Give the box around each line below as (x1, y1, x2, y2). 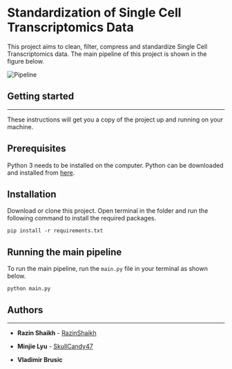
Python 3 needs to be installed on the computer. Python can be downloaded (7, 161, 224, 169)
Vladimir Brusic (17, 356, 63, 363)
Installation (7, 188, 57, 200)
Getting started (7, 91, 75, 102)
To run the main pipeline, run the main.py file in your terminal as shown (7, 265, 209, 273)
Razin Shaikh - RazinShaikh (17, 329, 97, 337)
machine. (7, 122, 34, 131)
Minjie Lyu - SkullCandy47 (17, 342, 93, 350)
